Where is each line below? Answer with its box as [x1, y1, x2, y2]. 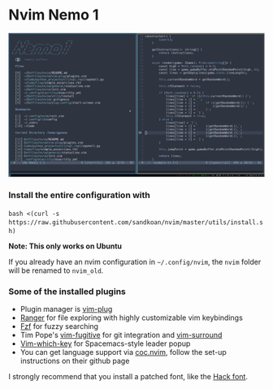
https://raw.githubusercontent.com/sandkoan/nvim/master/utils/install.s [8, 218, 264, 227]
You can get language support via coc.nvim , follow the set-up [19, 348, 227, 357]
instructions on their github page [19, 356, 130, 366]
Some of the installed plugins [8, 286, 126, 297]
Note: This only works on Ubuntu [8, 241, 123, 251]
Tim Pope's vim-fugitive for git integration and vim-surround [19, 331, 223, 340]
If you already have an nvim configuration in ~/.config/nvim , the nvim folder [8, 257, 262, 266]
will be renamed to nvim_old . [8, 266, 104, 275]
